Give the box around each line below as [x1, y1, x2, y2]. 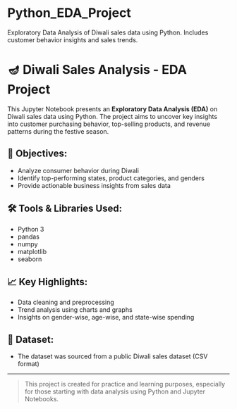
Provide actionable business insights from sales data [17, 181, 171, 189]
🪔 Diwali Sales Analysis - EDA [7, 62, 187, 78]
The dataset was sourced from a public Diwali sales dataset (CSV [17, 352, 208, 360]
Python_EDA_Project [7, 5, 132, 21]
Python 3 [17, 225, 44, 233]
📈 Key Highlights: [7, 276, 88, 288]
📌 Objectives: [7, 148, 68, 160]
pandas [17, 232, 40, 241]
